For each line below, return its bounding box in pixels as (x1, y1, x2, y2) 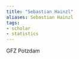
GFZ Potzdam (6, 47, 40, 54)
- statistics (6, 31, 39, 37)
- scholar (6, 25, 31, 32)
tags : (6, 20, 20, 26)
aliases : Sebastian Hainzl (6, 14, 74, 20)
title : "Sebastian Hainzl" (6, 8, 74, 15)
